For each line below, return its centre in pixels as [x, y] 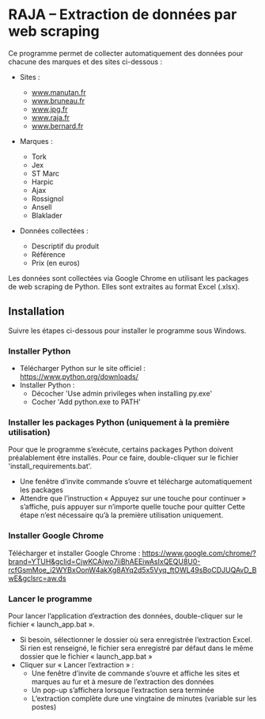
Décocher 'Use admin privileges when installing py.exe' [122, 394]
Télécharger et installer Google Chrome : [74, 553]
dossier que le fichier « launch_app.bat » [86, 656]
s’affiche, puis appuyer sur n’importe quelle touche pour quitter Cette [132, 507]
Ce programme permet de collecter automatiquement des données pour [126, 53]
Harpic [42, 182]
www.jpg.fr [49, 109]
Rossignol [47, 199]
